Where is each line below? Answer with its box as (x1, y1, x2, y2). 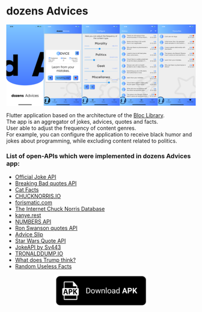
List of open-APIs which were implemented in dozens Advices (6, 152, 191, 161)
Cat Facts (14, 186, 39, 193)
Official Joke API (14, 173, 57, 180)
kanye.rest (14, 212, 41, 219)
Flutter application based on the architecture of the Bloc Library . (6, 111, 165, 118)
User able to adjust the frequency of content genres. (6, 124, 136, 132)
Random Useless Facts (14, 263, 72, 270)
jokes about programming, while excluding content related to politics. (6, 137, 177, 144)
